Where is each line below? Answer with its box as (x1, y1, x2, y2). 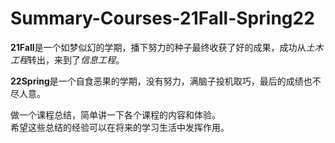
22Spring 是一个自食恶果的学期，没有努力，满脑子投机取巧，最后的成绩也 (10, 75, 313, 87)
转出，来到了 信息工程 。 (28, 53, 125, 66)
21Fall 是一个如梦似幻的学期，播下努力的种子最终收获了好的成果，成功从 (10, 41, 307, 53)
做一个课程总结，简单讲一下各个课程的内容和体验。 (10, 108, 221, 121)
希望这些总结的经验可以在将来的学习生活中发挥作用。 (10, 121, 230, 133)
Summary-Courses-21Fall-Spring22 (10, 7, 315, 30)
